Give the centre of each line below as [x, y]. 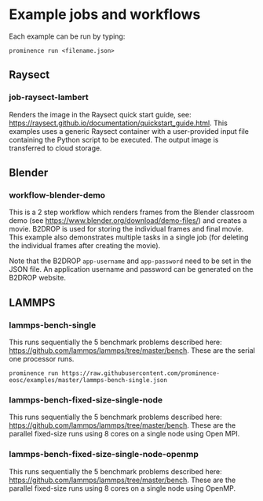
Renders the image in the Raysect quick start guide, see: [100, 114]
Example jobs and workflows [105, 15]
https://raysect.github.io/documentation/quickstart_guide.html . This [119, 123]
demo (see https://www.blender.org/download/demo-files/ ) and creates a [128, 221]
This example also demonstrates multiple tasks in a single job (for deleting [129, 237]
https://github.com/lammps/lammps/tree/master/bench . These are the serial [132, 351]
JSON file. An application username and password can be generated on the [131, 269]
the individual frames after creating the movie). [85, 246]
